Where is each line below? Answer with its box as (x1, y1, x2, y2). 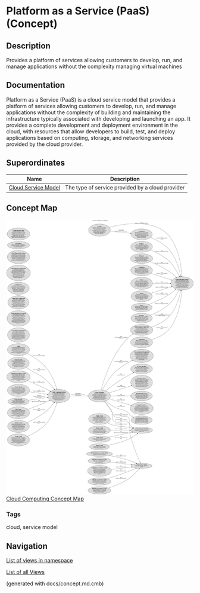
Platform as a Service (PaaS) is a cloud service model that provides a (6, 96, 176, 103)
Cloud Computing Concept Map (6, 495, 85, 502)
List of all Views (6, 568, 45, 576)
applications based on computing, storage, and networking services (6, 134, 174, 141)
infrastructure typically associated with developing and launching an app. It (6, 115, 191, 122)
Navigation (6, 541, 48, 551)
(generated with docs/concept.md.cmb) (6, 580, 104, 587)
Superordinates (6, 158, 65, 168)
